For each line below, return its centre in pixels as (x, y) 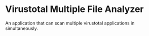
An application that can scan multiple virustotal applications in (70, 23)
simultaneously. (22, 28)
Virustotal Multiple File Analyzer (74, 9)
